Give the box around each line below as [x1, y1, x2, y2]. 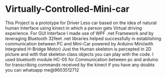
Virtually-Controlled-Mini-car [5, 3, 130, 15]
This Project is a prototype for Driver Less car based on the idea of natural [5, 20, 157, 26]
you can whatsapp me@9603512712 [5, 67, 79, 73]
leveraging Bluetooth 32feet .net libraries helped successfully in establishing [5, 36, 162, 41]
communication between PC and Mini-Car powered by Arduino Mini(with [5, 40, 154, 46]
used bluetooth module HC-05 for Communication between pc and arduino [5, 56, 159, 62]
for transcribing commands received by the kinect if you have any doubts [5, 62, 155, 68]
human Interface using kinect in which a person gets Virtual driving [5, 25, 142, 31]
